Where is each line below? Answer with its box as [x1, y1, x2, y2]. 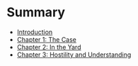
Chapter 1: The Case [16, 35, 77, 43]
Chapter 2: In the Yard [16, 43, 81, 51]
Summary [6, 4, 65, 21]
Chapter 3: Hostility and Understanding [16, 50, 132, 59]
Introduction [16, 28, 53, 36]
